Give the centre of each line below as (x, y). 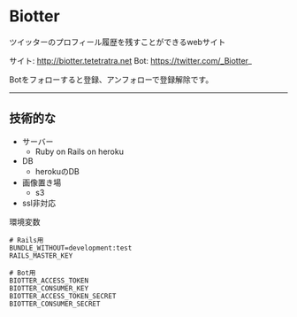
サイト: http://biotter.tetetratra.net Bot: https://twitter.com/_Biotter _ (130, 60)
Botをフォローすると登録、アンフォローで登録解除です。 (111, 79)
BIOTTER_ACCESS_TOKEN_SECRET (63, 296)
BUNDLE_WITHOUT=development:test (71, 248)
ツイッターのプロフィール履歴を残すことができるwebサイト (118, 42)
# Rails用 (27, 240)
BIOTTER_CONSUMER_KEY (49, 288)
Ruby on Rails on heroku (79, 151)
